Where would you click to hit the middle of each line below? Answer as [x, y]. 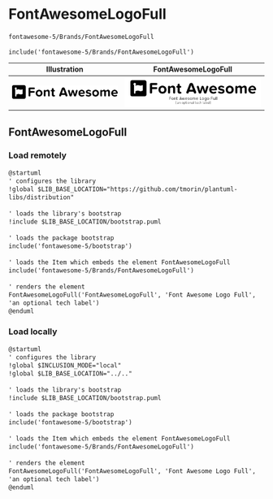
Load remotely [38, 155]
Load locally [33, 332]
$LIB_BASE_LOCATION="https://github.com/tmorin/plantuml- [138, 189]
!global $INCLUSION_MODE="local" [65, 366]
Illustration [65, 69]
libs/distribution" [41, 197]
